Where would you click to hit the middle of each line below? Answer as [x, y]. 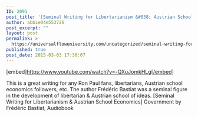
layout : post [22, 33]
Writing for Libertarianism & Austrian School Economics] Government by [94, 101]
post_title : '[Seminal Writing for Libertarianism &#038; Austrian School [100, 17]
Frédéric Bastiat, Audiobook [40, 108]
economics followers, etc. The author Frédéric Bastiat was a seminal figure [97, 89]
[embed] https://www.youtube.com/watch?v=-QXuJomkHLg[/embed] [90, 71]
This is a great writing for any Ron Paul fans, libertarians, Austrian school [94, 83]
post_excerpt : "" [27, 28]
